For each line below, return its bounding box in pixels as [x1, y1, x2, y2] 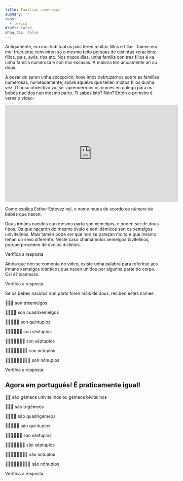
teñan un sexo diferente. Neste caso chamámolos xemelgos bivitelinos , [5, 237, 150, 242]
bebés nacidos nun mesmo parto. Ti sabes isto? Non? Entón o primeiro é [5, 90, 153, 96]
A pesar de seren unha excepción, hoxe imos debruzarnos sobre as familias [5, 74, 159, 80]
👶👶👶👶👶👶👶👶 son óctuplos [5, 348, 56, 353]
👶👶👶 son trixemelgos [5, 300, 48, 306]
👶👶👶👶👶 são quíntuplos [5, 422, 51, 429]
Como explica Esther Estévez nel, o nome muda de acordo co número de [5, 206, 153, 212]
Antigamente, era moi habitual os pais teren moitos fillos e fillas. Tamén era [5, 44, 158, 49]
